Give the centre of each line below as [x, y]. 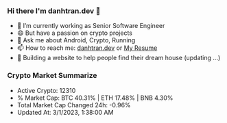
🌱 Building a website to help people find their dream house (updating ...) [119, 58]
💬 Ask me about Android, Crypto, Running [76, 40]
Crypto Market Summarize [52, 76]
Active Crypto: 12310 [46, 90]
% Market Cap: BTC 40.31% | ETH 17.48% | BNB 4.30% [95, 98]
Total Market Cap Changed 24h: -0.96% [74, 105]
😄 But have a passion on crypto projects [74, 33]
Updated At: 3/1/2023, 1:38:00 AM [65, 112]
